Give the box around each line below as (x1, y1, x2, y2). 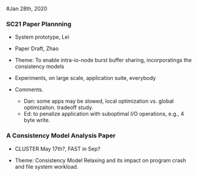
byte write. (23, 116, 51, 124)
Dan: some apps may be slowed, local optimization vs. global (23, 98, 174, 105)
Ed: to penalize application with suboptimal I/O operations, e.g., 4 (23, 110, 184, 118)
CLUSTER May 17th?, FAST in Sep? (14, 145, 101, 152)
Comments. (14, 86, 44, 93)
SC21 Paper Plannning (6, 20, 72, 28)
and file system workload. (14, 163, 79, 170)
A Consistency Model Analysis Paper (6, 131, 116, 140)
